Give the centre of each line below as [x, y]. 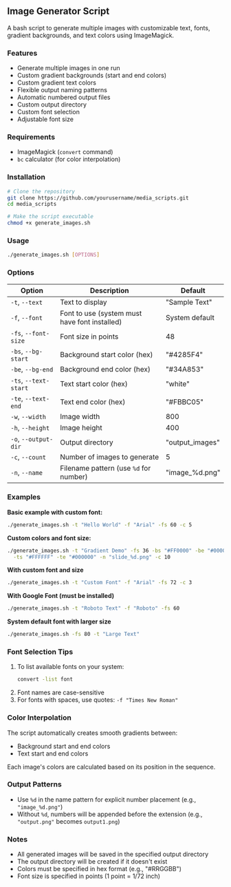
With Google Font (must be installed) [61, 596]
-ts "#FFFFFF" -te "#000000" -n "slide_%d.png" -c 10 [92, 557]
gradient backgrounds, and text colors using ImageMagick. [90, 35]
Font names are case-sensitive [60, 693]
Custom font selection [48, 112]
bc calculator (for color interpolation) [69, 159]
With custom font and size [45, 570]
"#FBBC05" [185, 402]
